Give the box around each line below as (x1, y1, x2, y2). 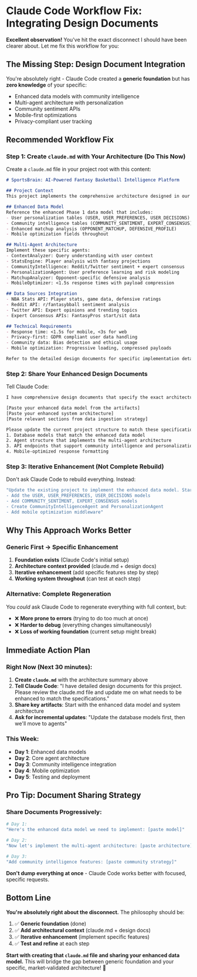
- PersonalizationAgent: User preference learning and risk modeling (6, 269, 180, 275)
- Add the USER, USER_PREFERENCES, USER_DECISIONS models (6, 493, 151, 499)
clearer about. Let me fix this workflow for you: (6, 42, 119, 49)
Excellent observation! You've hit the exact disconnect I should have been (6, 36, 187, 43)
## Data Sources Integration (6, 291, 77, 297)
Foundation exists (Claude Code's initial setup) (14, 556, 130, 563)
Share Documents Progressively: (6, 808, 102, 816)
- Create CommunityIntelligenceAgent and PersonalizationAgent (6, 504, 164, 510)
